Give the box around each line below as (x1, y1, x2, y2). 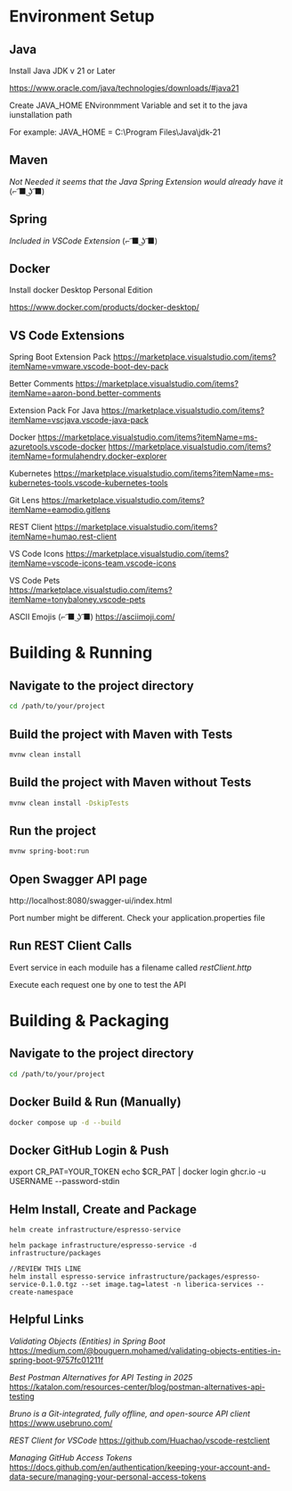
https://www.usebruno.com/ (9, 1417, 113, 1429)
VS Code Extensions (9, 327, 126, 343)
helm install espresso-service (9, 1272, 126, 1281)
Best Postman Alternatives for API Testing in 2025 (9, 1371, 193, 1382)
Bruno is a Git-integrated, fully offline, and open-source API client (9, 1408, 251, 1419)
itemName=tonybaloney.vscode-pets (9, 594, 146, 605)
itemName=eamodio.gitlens (9, 504, 111, 515)
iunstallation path (9, 110, 73, 120)
